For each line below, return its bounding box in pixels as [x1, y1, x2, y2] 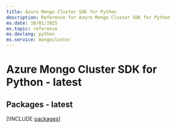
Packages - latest [6, 99, 73, 109]
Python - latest [6, 76, 82, 89]
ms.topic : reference [6, 25, 58, 32]
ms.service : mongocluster [6, 37, 71, 43]
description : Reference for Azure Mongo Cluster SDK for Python [6, 14, 171, 20]
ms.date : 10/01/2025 [6, 20, 58, 26]
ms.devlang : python [6, 31, 55, 37]
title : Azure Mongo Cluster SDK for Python [6, 8, 117, 15]
